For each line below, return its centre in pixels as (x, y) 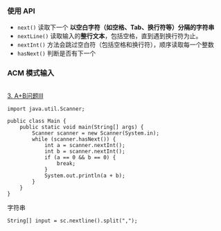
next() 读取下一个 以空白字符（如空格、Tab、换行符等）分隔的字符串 (116, 27)
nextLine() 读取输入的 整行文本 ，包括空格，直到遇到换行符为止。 (109, 36)
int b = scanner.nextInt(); (85, 151)
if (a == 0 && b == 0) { (80, 157)
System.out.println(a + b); (85, 176)
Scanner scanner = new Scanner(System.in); (96, 133)
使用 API (21, 10)
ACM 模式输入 (31, 73)
